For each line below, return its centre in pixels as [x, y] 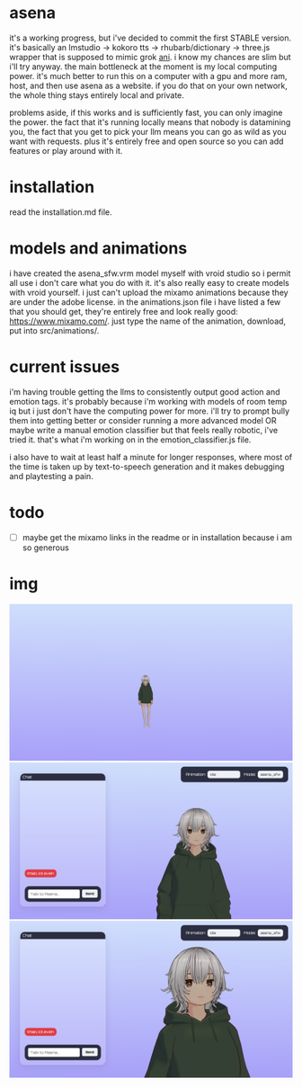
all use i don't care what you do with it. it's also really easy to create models [149, 282]
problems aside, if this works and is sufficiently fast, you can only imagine [146, 112]
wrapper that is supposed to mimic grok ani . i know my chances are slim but [150, 57]
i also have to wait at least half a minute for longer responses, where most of [151, 457]
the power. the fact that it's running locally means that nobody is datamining [150, 122]
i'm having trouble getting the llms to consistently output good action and [145, 392]
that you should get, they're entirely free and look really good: [124, 311]
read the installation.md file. [61, 212]
